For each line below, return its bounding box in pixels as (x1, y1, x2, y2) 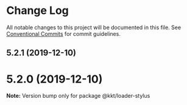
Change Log (6, 4, 69, 18)
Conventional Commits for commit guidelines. (6, 30, 121, 37)
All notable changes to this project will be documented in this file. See (6, 24, 182, 31)
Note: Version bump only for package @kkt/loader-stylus (6, 92, 150, 100)
